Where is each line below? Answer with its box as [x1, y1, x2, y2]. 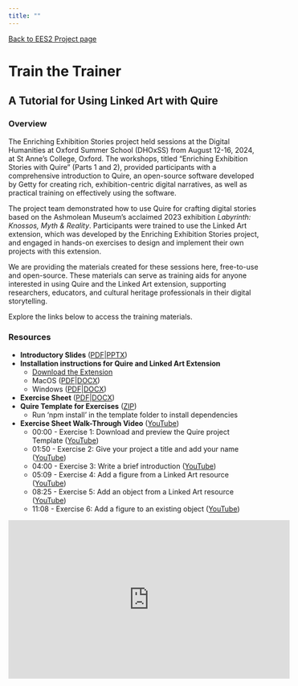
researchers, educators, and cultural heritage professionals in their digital [8, 287, 251, 297]
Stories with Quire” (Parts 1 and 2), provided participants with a [8, 162, 217, 171]
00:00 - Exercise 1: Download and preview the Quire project [31, 427, 231, 436]
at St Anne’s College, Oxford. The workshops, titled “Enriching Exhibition [8, 154, 248, 163]
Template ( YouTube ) [31, 436, 99, 445]
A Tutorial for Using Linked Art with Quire [8, 94, 218, 108]
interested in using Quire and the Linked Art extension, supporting [8, 279, 227, 288]
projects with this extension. [8, 246, 102, 256]
